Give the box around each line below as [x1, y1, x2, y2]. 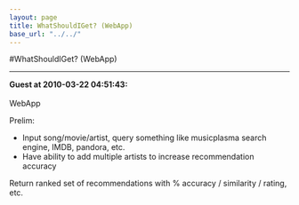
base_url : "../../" [9, 29, 82, 38]
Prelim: [9, 115, 36, 126]
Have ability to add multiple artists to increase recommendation [21, 152, 255, 162]
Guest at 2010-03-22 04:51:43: [9, 79, 128, 90]
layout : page [9, 12, 58, 22]
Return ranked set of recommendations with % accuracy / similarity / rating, [9, 178, 287, 189]
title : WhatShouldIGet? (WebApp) [9, 21, 133, 30]
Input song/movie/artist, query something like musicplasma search [21, 132, 267, 143]
